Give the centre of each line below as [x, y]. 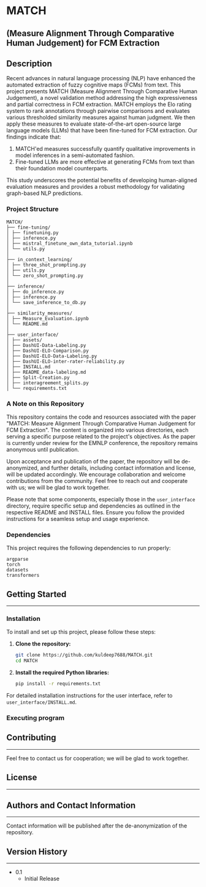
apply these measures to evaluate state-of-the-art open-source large [94, 124]
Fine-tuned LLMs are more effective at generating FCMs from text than [105, 162]
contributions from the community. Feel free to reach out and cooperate [97, 481]
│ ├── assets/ [25, 340]
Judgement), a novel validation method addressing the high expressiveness [102, 98]
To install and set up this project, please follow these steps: [81, 632]
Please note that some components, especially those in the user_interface [101, 499]
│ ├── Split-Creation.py [38, 378]
